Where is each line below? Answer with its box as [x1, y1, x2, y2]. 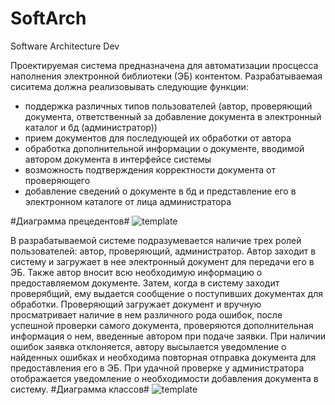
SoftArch [10, 7, 87, 30]
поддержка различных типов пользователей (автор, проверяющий [24, 100, 313, 112]
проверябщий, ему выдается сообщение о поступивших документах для [10, 287, 324, 299]
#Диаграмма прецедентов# [10, 215, 130, 227]
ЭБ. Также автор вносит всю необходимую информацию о [10, 266, 263, 278]
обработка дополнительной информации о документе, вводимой [24, 142, 305, 154]
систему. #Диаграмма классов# [10, 383, 150, 395]
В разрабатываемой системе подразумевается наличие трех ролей [10, 234, 302, 246]
